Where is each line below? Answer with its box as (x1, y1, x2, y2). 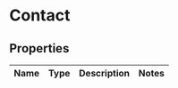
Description (79, 68, 130, 79)
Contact (9, 5, 71, 26)
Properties (9, 41, 70, 56)
